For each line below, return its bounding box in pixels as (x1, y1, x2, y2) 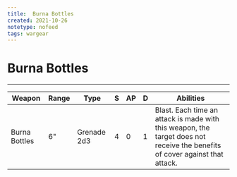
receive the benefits (154, 140, 221, 150)
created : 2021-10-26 (7, 17, 68, 24)
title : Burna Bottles (7, 10, 74, 18)
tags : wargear (7, 30, 49, 37)
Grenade (77, 128, 106, 138)
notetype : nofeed (7, 23, 59, 30)
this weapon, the (154, 123, 210, 133)
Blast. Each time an (154, 105, 219, 115)
